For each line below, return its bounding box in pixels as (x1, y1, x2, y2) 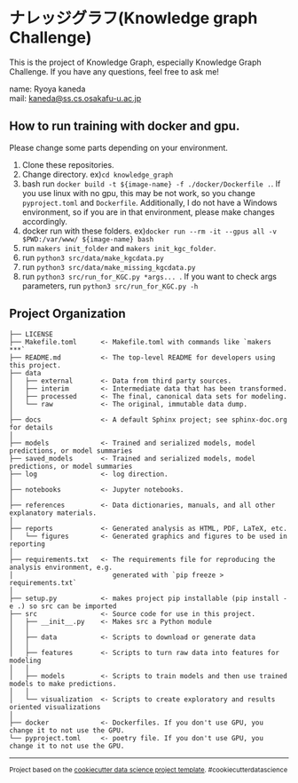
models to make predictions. (9, 679, 117, 688)
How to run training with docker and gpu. (9, 119, 240, 134)
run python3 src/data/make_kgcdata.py (21, 252, 164, 263)
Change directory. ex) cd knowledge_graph (21, 169, 174, 179)
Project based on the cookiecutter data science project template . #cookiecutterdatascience (9, 765, 288, 774)
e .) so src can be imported (9, 601, 117, 611)
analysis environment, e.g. (9, 563, 114, 572)
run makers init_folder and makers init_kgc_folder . (21, 242, 216, 253)
